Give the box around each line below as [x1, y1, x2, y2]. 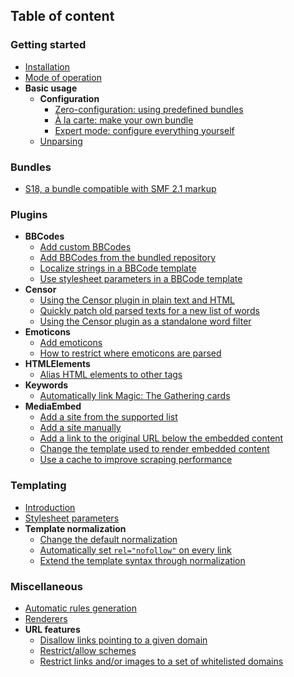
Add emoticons [39, 337, 103, 349]
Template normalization [24, 522, 127, 534]
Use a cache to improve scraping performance [39, 454, 233, 466]
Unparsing [39, 135, 83, 147]
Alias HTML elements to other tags [39, 369, 183, 381]
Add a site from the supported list [39, 411, 178, 423]
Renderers [24, 612, 68, 624]
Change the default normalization [39, 533, 178, 545]
